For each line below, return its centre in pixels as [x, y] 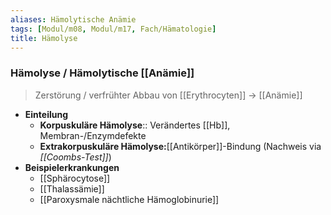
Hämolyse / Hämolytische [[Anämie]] [102, 73]
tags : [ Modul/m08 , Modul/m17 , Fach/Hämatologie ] [113, 29]
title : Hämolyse [44, 38]
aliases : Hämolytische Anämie [73, 19]
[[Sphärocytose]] [75, 178]
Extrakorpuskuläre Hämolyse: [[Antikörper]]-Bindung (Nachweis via [180, 146]
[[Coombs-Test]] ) [75, 157]
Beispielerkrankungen [72, 167]
